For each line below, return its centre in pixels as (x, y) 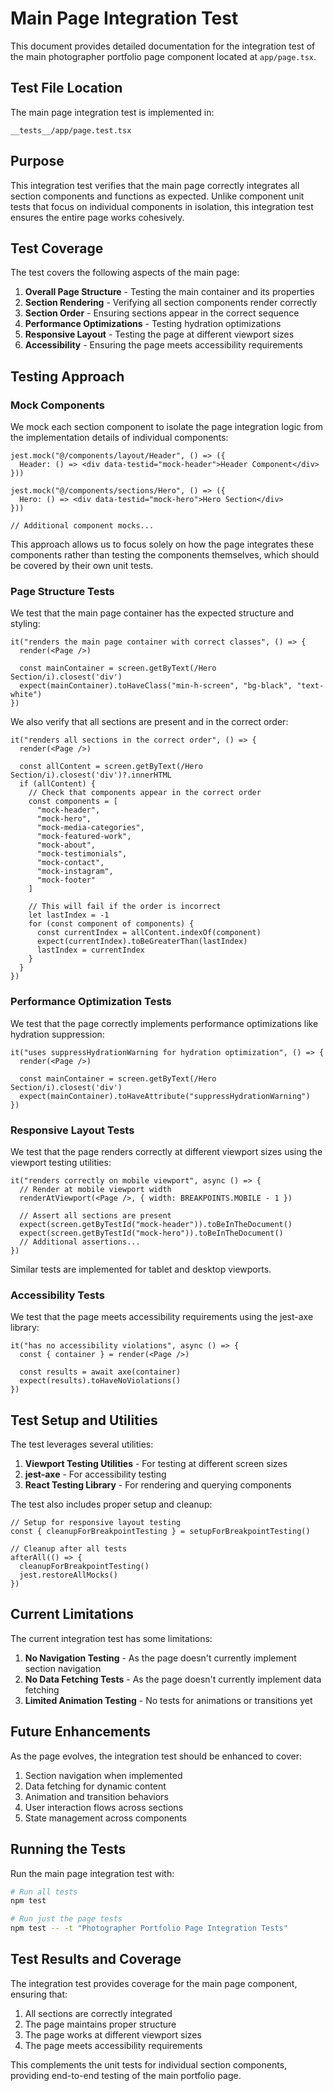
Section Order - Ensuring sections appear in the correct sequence (162, 313)
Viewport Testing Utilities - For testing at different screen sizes (156, 1464)
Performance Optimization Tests (91, 1002)
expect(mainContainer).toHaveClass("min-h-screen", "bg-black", (156, 686)
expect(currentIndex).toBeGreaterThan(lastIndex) (142, 942)
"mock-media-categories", (90, 828)
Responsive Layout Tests (72, 1130)
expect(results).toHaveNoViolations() (100, 1381)
